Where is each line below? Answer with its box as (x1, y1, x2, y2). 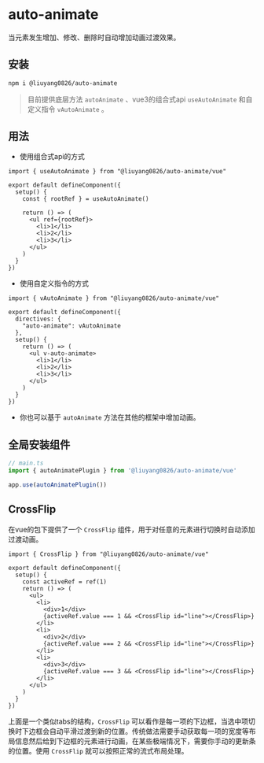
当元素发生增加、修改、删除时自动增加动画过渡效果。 (8, 32, 181, 42)
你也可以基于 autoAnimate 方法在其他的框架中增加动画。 (19, 413, 200, 422)
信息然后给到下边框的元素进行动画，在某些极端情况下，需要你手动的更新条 (14, 736, 256, 746)
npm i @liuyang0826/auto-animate (8, 79, 118, 87)
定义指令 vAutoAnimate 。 (27, 104, 108, 113)
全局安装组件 (8, 438, 71, 451)
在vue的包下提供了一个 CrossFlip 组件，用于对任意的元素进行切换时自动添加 (8, 524, 255, 534)
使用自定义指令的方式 (19, 279, 89, 288)
